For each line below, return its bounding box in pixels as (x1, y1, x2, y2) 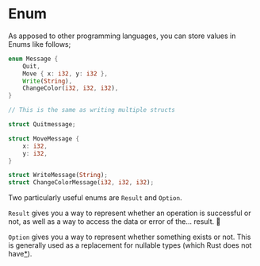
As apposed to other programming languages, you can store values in (8, 31, 236, 40)
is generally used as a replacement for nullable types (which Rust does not (8, 241, 252, 250)
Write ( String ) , (22, 77, 73, 85)
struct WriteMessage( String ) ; (8, 172, 109, 179)
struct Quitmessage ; (8, 121, 77, 129)
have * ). (8, 249, 32, 259)
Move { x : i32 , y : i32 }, (22, 69, 109, 78)
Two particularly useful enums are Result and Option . (8, 193, 182, 202)
